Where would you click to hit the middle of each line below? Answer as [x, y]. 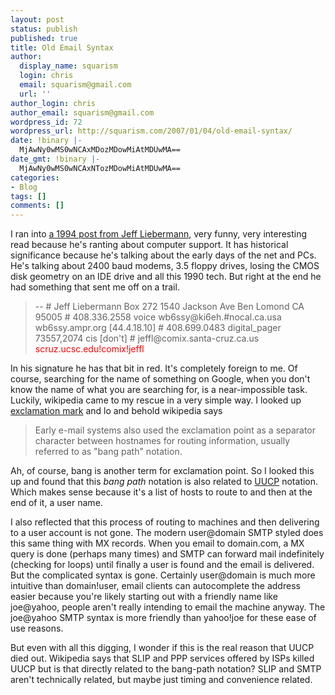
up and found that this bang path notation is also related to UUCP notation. [164, 482]
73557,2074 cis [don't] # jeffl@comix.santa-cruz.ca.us [147, 338]
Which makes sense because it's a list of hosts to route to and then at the [161, 492]
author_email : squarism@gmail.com [82, 112]
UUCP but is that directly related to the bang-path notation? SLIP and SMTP [166, 669]
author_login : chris [53, 103]
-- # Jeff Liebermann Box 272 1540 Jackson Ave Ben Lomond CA [169, 307]
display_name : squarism [68, 66]
